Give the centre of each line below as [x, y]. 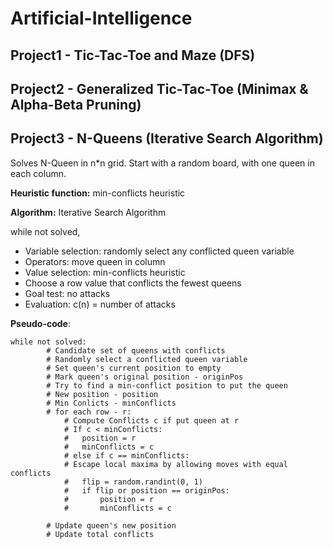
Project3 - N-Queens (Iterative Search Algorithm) [167, 138]
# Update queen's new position [111, 525]
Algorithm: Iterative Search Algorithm [88, 212]
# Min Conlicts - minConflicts [111, 403]
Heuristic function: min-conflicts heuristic [98, 193]
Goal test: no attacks [67, 293]
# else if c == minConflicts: [126, 455]
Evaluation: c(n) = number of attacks [100, 304]
